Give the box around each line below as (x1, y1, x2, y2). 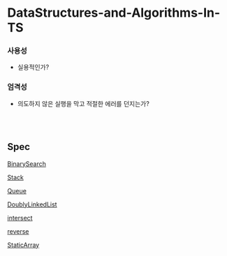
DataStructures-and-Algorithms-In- (7, 5, 221, 21)
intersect (7, 213, 33, 222)
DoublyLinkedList (7, 200, 57, 209)
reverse (7, 227, 29, 235)
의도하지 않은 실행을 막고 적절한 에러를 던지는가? (17, 99, 150, 107)
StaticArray (7, 241, 40, 249)
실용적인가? (17, 63, 50, 71)
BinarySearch (7, 159, 47, 168)
